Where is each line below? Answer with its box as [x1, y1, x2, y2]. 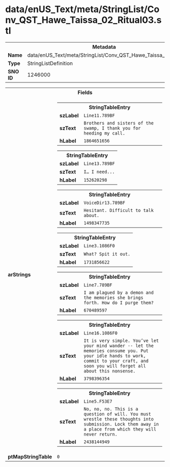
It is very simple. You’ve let [83, 337, 159, 344]
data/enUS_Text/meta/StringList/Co [5, 4, 160, 15]
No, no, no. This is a [83, 406, 138, 412]
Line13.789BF [83, 160, 115, 166]
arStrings [8, 271, 31, 278]
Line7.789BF [83, 282, 112, 288]
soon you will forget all [83, 363, 146, 369]
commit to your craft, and [83, 358, 149, 364]
